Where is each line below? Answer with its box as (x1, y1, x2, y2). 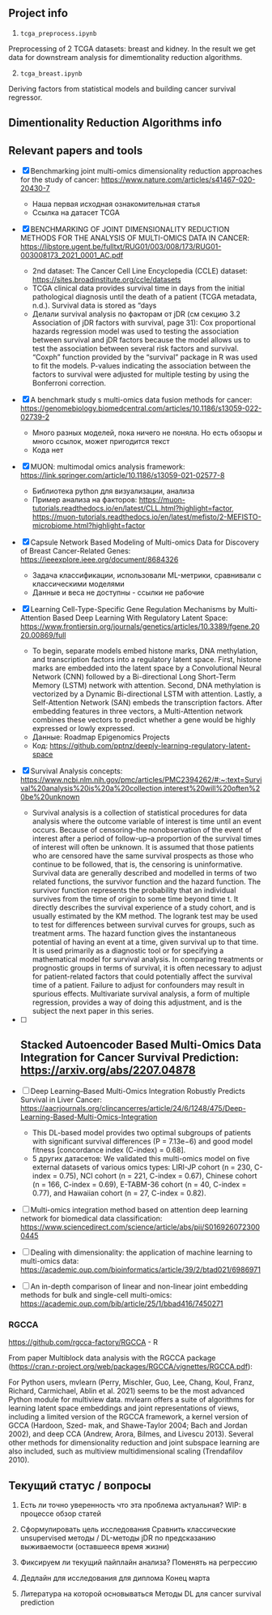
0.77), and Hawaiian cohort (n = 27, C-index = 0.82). (32, 1188, 206, 1198)
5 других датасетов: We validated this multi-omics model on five (32, 1153, 250, 1163)
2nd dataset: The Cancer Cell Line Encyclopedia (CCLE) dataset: (32, 266, 249, 276)
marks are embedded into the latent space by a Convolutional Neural (32, 663, 261, 673)
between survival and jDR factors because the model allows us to (32, 335, 251, 345)
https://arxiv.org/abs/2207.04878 (19, 1063, 196, 1078)
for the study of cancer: (19, 174, 100, 185)
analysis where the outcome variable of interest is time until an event (32, 816, 261, 826)
